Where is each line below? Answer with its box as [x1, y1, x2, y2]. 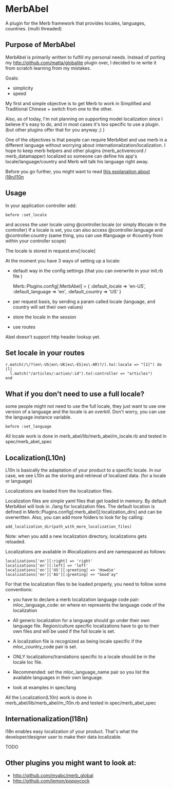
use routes [12, 324, 36, 330]
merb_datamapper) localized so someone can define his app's [5, 153, 138, 159]
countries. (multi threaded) [5, 25, 62, 31]
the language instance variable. [5, 414, 72, 420]
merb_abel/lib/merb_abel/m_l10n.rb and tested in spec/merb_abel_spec [5, 700, 157, 706]
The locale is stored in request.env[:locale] [5, 248, 96, 254]
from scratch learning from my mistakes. [5, 65, 91, 71]
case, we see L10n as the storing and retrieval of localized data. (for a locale [5, 473, 166, 478]
